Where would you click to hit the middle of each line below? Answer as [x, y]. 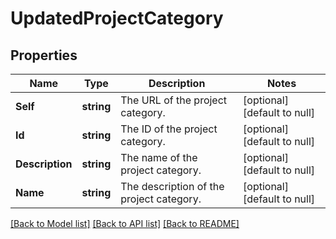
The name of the [159, 157]
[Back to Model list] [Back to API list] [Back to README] [125, 223]
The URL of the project [174, 100]
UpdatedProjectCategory [117, 18]
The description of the [172, 186]
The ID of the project [169, 129]
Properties [44, 55]
